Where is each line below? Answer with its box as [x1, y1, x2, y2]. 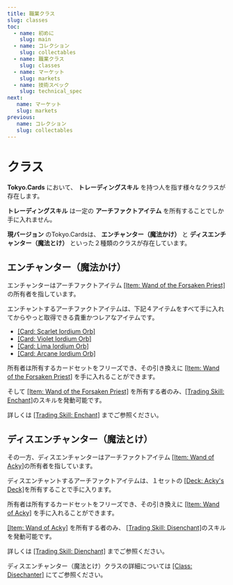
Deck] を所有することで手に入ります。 [7, 485, 115, 493]
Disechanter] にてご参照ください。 [7, 570, 107, 579]
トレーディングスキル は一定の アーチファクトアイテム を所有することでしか [7, 207, 225, 215]
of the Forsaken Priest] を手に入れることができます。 [7, 373, 159, 381]
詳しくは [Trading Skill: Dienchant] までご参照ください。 [7, 547, 168, 555]
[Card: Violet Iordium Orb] [17, 335, 92, 343]
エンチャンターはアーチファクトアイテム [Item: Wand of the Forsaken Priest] [7, 281, 226, 290]
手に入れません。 [7, 215, 56, 224]
